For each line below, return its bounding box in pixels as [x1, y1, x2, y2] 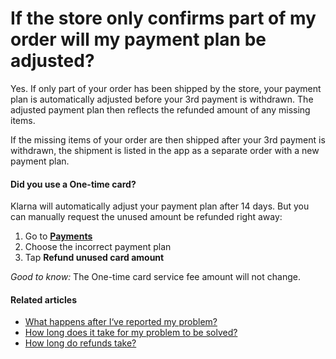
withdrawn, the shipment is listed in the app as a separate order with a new [10, 144, 320, 156]
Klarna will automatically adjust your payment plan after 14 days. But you [10, 200, 310, 212]
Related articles [10, 293, 77, 306]
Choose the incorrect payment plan [24, 241, 172, 253]
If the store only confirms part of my [10, 7, 317, 30]
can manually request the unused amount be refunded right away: [10, 211, 283, 223]
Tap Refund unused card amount [24, 252, 165, 264]
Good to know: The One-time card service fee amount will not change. [10, 271, 301, 283]
